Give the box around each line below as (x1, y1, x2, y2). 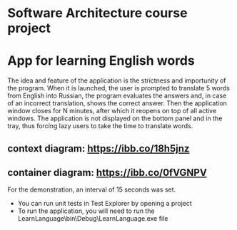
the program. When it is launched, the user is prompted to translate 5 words (7, 84, 231, 93)
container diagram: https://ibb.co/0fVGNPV (7, 166, 207, 179)
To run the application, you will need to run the (17, 207, 155, 215)
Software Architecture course (7, 5, 188, 21)
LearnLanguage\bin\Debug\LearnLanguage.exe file (17, 214, 168, 223)
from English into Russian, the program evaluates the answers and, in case (7, 91, 227, 100)
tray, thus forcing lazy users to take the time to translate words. (7, 122, 193, 130)
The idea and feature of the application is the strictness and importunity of (7, 76, 226, 85)
